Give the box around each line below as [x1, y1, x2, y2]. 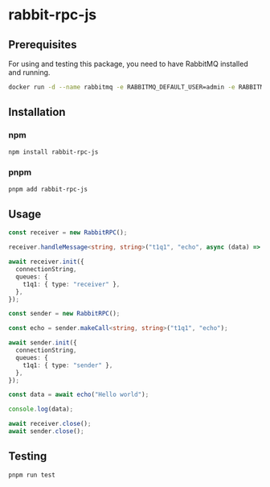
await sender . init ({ [8, 339, 78, 347]
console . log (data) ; [8, 405, 74, 414]
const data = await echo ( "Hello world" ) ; [8, 390, 149, 399]
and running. [8, 68, 51, 77]
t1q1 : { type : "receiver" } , [22, 280, 121, 288]
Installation [8, 105, 66, 119]
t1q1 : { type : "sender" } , [22, 361, 113, 369]
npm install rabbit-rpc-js [8, 147, 99, 156]
